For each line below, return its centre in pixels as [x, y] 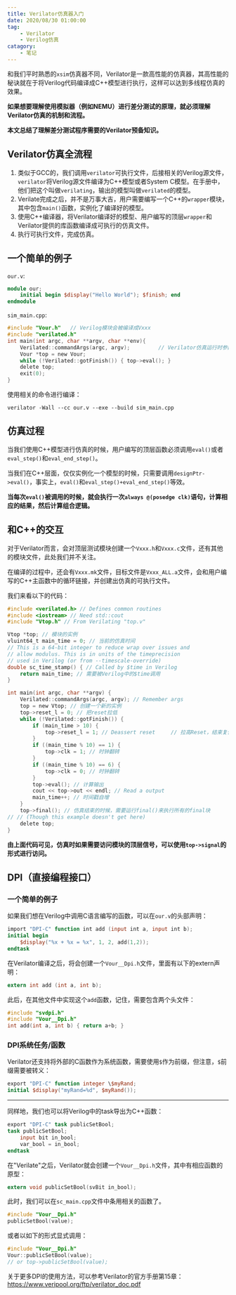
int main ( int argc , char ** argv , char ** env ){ [77, 341]
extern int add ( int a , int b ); [54, 985]
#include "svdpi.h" [36, 1013]
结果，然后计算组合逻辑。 [56, 505]
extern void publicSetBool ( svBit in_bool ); [72, 1187]
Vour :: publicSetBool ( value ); [50, 1256]
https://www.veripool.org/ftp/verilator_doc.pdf [74, 1284]
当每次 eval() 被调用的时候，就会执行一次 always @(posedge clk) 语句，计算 [114, 497]
